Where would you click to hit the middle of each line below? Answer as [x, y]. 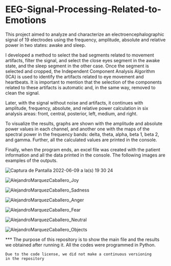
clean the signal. [22, 93]
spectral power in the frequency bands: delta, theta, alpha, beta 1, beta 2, [82, 134]
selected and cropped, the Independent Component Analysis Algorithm [80, 71]
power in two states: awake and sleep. [46, 45]
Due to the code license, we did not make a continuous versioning [79, 254]
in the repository [25, 258]
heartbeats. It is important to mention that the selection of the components [84, 82]
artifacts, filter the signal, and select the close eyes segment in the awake [82, 60]
